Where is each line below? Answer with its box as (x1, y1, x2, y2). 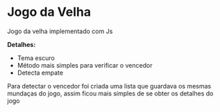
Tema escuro (17, 53, 56, 62)
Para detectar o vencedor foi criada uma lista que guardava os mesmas (7, 82, 212, 90)
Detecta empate (17, 68, 64, 77)
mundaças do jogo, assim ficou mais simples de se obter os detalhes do (7, 89, 214, 97)
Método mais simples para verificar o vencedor (17, 61, 153, 69)
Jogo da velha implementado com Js (7, 27, 113, 35)
